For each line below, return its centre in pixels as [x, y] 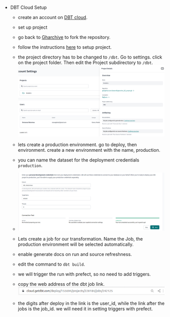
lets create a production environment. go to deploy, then [77, 144]
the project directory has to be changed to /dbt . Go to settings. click [90, 57]
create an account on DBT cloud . [53, 17]
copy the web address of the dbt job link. [61, 284]
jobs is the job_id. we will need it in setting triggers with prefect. [85, 309]
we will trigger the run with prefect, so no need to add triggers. [84, 274]
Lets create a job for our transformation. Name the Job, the [80, 239]
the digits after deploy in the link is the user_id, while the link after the [91, 303]
